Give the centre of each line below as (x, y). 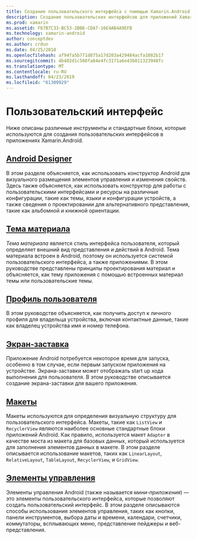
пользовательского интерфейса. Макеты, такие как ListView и (84, 422)
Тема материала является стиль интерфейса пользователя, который (93, 243)
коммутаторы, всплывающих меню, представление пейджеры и (87, 523)
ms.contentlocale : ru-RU (36, 72)
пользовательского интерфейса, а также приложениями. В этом (87, 262)
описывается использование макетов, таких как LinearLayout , (84, 453)
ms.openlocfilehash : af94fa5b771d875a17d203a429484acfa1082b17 (85, 55)
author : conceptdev (30, 39)
